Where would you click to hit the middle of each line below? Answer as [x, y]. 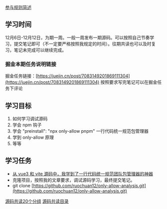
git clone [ [23, 186]
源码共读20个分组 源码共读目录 [37, 201]
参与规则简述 [18, 7]
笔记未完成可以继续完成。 [40, 50]
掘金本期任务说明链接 [31, 64]
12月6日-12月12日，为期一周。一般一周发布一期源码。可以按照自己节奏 [78, 37]
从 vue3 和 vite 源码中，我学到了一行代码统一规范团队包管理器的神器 [83, 174]
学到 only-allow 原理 [33, 137]
